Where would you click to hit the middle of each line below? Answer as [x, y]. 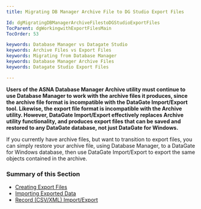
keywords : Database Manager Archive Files [60, 61]
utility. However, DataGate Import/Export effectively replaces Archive [95, 115]
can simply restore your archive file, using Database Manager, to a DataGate [101, 145]
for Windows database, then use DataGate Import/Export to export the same [101, 152]
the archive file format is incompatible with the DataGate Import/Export [97, 102]
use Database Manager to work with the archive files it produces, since [97, 95]
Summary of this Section [43, 174]
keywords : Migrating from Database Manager [62, 56]
